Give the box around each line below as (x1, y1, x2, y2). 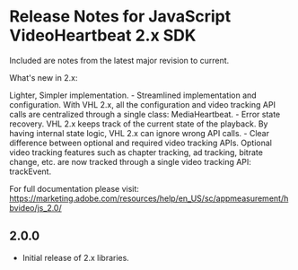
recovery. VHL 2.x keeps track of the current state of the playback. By (9, 118, 268, 129)
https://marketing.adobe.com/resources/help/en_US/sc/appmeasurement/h (9, 193, 289, 204)
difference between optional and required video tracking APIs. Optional (9, 137, 272, 148)
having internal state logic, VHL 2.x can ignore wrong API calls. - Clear (9, 127, 269, 138)
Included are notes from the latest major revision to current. (9, 55, 230, 65)
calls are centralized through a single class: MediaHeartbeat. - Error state (9, 109, 281, 119)
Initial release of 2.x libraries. (22, 252, 130, 263)
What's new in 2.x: (9, 72, 78, 83)
